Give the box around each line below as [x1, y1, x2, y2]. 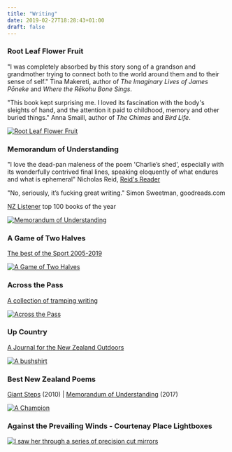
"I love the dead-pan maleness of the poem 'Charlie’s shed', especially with [7, 160, 224, 168]
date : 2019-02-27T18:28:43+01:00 [7, 17, 105, 24]
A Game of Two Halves [7, 233, 86, 242]
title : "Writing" [7, 10, 58, 18]
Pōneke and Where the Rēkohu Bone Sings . [7, 85, 133, 93]
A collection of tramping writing [7, 296, 98, 305]
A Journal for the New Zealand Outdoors [7, 343, 124, 351]
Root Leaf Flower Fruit [7, 46, 84, 56]
